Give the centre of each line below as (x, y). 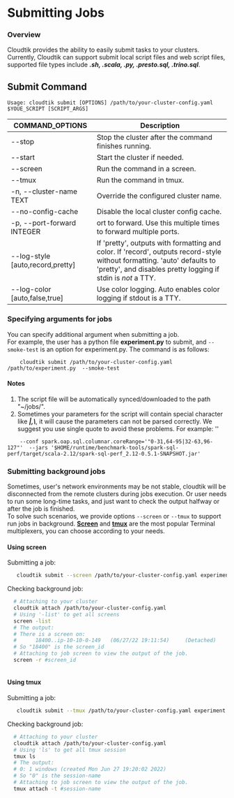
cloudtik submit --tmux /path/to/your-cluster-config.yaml (104, 711)
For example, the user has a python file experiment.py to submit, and (107, 342)
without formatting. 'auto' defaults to (156, 261)
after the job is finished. (41, 509)
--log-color (31, 289)
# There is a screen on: (49, 634)
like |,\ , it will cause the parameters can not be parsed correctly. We (115, 421)
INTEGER (26, 232)
